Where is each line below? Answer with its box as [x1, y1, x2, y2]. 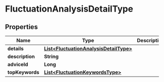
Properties [5, 23, 38, 31]
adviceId [7, 61, 28, 67]
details [7, 45, 24, 52]
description [7, 53, 35, 60]
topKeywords [7, 69, 40, 76]
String [43, 53, 59, 60]
